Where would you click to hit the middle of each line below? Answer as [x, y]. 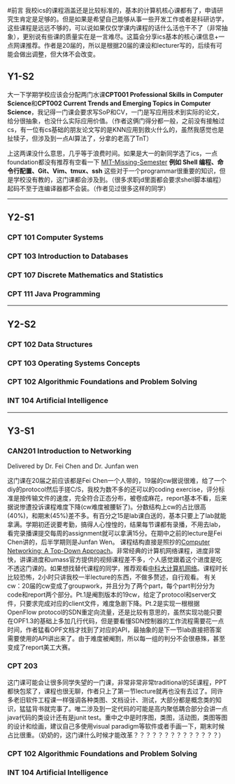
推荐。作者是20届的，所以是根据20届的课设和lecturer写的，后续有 [121, 45]
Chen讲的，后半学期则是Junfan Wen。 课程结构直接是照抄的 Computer [109, 542]
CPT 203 [23, 666]
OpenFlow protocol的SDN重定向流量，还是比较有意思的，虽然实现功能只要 [115, 612]
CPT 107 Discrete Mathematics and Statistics [85, 274]
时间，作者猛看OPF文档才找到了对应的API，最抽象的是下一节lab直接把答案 [115, 630]
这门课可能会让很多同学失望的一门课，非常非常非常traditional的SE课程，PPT [117, 682]
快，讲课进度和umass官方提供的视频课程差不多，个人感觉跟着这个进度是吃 [115, 559]
